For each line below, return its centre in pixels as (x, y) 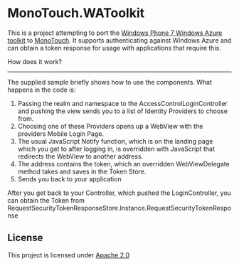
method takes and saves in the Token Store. (82, 171)
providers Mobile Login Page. (61, 134)
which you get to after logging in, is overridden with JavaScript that (116, 149)
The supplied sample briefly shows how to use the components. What (110, 82)
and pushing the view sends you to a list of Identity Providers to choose (122, 111)
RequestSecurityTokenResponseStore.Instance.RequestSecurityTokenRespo (119, 208)
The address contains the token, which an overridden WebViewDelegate (123, 164)
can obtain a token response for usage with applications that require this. (115, 48)
